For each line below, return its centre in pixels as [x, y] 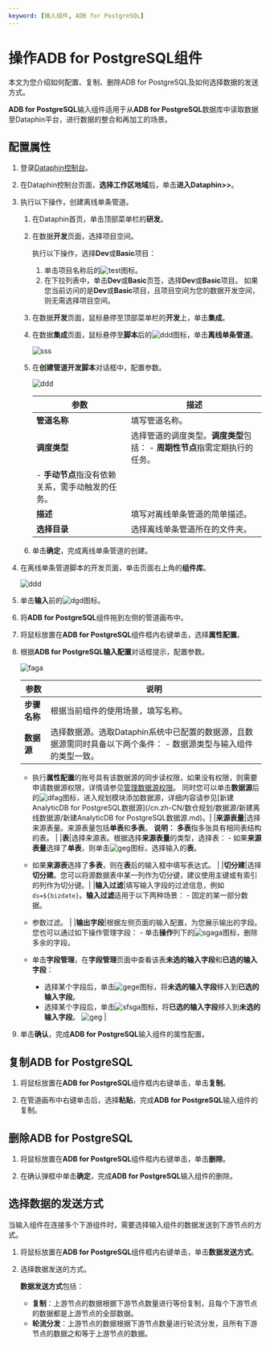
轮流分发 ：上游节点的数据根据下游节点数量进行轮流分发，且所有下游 [145, 1323]
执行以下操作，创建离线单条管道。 [76, 202]
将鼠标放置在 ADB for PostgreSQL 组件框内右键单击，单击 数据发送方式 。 [139, 1252]
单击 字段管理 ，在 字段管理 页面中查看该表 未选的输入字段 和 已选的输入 [145, 960]
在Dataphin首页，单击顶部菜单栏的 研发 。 [100, 219]
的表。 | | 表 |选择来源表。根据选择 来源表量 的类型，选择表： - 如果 [139, 838]
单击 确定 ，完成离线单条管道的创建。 [92, 551]
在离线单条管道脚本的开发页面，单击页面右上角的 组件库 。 [115, 568]
